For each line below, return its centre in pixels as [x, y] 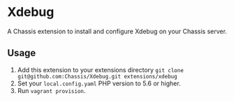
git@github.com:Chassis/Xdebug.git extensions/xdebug [97, 76]
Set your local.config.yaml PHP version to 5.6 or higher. [99, 83]
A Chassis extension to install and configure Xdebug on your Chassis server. [117, 31]
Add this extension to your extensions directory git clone [100, 69]
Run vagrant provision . [51, 90]
